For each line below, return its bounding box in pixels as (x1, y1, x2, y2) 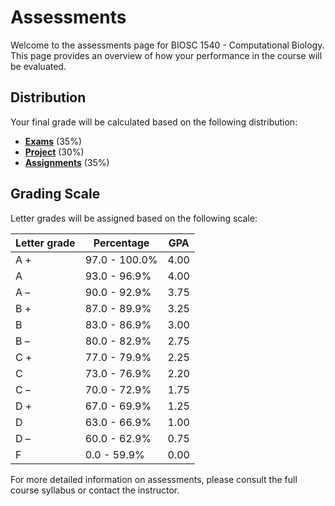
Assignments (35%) (24, 156, 110, 168)
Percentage (93, 236, 150, 250)
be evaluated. (10, 60, 67, 72)
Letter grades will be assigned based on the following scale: (10, 212, 258, 224)
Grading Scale (10, 186, 101, 203)
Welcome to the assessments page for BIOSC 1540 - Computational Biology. (10, 39, 325, 51)
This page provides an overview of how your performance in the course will (10, 49, 323, 61)
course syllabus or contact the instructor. (10, 484, 180, 496)
